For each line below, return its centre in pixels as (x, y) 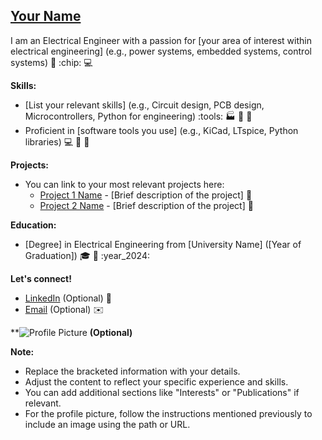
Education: (33, 225)
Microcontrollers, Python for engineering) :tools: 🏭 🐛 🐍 (138, 116)
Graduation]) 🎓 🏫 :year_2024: (87, 255)
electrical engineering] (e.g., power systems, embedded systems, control (161, 51)
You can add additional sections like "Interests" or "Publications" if (162, 392)
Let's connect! (41, 278)
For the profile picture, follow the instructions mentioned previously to (168, 413)
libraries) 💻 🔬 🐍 (57, 141)
